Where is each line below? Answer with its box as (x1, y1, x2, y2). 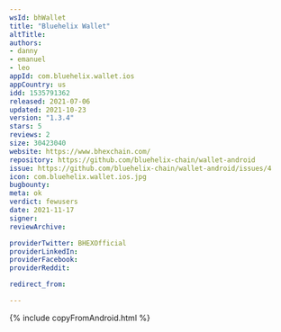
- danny (9, 47, 39, 56)
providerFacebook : (9, 256, 78, 265)
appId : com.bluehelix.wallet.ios (9, 72, 135, 81)
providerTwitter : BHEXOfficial (9, 238, 127, 247)
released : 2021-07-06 (9, 96, 91, 106)
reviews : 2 (9, 130, 50, 139)
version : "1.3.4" (9, 113, 75, 122)
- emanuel (9, 55, 47, 64)
